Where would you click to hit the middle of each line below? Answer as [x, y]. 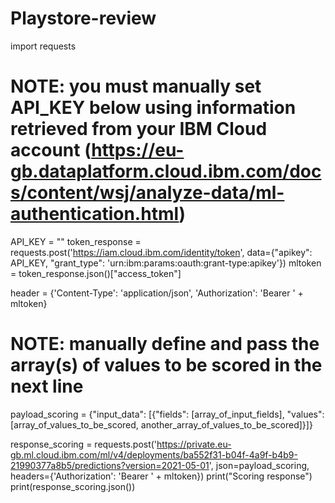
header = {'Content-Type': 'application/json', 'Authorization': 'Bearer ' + [157, 293]
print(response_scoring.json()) [73, 486]
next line [47, 386]
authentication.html [95, 214]
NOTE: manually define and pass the [165, 344]
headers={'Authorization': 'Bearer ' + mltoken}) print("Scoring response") [161, 476]
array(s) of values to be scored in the [166, 365]
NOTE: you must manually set [136, 86]
